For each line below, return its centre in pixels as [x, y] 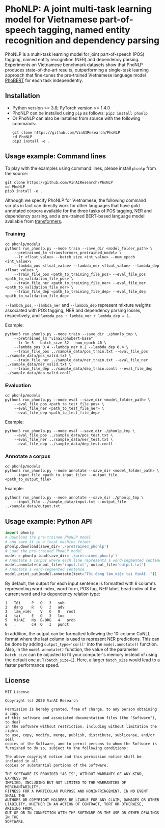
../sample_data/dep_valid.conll [38, 373]
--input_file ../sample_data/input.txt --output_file [70, 502]
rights [12, 731]
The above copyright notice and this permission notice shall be [73, 756]
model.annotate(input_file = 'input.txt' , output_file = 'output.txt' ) [76, 565]
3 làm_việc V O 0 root [41, 612]
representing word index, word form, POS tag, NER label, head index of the [81, 589]
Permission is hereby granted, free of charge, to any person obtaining [81, 709]
